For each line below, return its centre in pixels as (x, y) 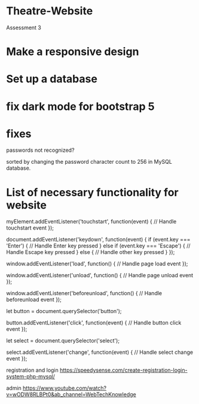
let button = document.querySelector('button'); (64, 311)
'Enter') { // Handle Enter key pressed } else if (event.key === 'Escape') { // (98, 246)
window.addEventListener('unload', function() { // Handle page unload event (100, 276)
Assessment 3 (24, 27)
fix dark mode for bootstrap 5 (80, 106)
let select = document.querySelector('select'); (63, 341)
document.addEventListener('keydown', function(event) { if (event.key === (98, 240)
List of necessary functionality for (92, 192)
